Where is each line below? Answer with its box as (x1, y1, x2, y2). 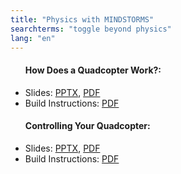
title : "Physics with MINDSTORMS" (10, 14, 155, 25)
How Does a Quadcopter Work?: (24, 64, 162, 76)
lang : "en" (10, 33, 56, 43)
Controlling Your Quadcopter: (24, 120, 151, 132)
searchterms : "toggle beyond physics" (10, 24, 172, 34)
